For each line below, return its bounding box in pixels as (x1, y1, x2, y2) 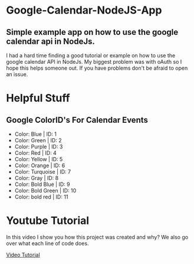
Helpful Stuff (6, 92, 70, 105)
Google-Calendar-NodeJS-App (6, 4, 162, 17)
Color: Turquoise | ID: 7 (14, 168, 71, 175)
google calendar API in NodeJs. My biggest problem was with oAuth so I (6, 58, 182, 65)
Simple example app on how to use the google (6, 27, 179, 37)
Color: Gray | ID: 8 (14, 175, 59, 181)
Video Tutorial (6, 251, 40, 258)
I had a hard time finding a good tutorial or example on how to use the (6, 52, 176, 59)
